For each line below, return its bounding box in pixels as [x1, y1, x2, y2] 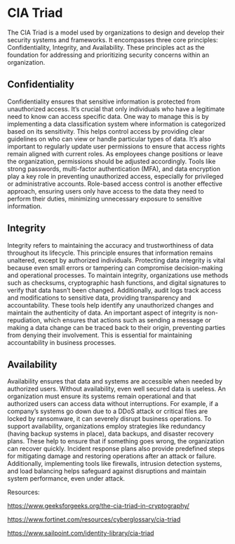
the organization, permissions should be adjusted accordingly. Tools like [7, 157, 216, 165]
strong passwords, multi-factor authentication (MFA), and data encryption [7, 164, 221, 173]
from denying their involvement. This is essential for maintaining [7, 331, 193, 339]
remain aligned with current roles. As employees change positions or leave [7, 149, 223, 158]
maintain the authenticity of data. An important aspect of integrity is [7, 308, 203, 317]
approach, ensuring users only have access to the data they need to [7, 186, 205, 195]
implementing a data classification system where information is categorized [7, 120, 226, 128]
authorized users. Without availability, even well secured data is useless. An [7, 385, 227, 393]
